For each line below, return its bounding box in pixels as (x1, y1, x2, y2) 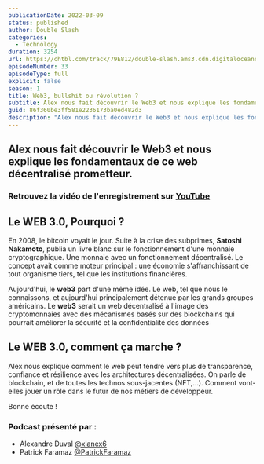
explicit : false (8, 77, 61, 85)
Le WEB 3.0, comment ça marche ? (8, 341, 182, 354)
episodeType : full (8, 70, 68, 78)
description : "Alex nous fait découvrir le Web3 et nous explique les (8, 114, 244, 122)
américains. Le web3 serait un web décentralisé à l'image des (8, 301, 209, 310)
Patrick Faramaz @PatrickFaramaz (19, 448, 132, 457)
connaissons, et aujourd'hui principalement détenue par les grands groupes (8, 293, 254, 302)
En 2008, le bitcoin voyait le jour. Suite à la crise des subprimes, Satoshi (8, 236, 242, 245)
